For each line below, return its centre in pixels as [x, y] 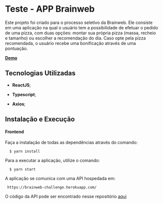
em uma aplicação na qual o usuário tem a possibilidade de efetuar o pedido [81, 27]
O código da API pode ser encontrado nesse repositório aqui [66, 197]
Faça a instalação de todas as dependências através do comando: [71, 143]
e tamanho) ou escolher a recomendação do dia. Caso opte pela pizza [75, 38]
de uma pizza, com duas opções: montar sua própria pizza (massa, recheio [81, 33]
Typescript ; [24, 94]
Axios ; [19, 104]
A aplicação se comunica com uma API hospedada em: [60, 179]
